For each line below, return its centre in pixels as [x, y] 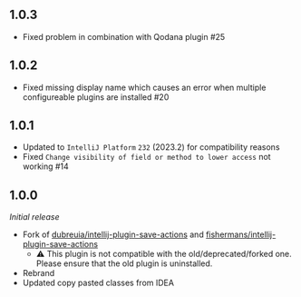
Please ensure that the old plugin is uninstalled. [124, 263]
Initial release [34, 217]
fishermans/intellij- [241, 234]
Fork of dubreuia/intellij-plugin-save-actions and [113, 234]
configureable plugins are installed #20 [96, 97]
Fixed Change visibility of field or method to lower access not [146, 157]
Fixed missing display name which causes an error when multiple [144, 87]
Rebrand [39, 273]
